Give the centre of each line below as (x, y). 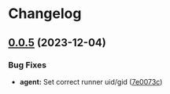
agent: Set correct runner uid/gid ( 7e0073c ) (91, 81)
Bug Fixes (28, 65)
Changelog (45, 14)
